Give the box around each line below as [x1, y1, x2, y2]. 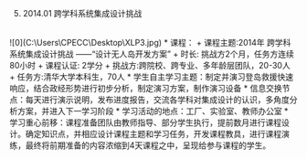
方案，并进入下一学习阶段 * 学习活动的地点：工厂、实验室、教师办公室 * [16, 106, 289, 116]
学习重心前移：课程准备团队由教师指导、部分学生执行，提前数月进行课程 [9, 117, 281, 128]
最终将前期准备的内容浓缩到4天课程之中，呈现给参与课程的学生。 [25, 140, 271, 151]
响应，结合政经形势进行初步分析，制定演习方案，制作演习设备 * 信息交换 [9, 83, 282, 93]
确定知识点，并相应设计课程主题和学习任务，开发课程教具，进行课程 [25, 129, 281, 139]
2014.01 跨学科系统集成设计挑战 [22, 8, 143, 18]
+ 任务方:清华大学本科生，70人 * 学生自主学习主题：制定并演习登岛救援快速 [9, 71, 294, 82]
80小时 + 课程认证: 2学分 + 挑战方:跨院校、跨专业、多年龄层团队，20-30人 [9, 60, 291, 70]
